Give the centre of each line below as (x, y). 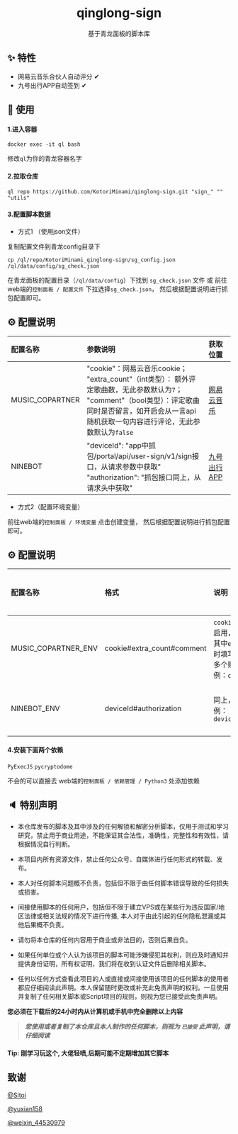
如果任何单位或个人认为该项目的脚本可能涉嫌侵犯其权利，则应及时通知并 (123, 955)
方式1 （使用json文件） (51, 231)
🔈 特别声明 (32, 805)
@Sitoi (17, 1095)
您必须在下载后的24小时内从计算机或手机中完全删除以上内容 (95, 1011)
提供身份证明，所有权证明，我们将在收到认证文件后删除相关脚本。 (114, 964)
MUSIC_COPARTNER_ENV (54, 648)
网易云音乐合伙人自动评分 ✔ (58, 76)
